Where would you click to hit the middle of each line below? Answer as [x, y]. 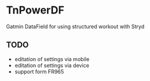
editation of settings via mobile [52, 59]
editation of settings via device [52, 65]
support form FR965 [39, 72]
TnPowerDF [35, 10]
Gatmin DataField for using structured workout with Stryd [75, 26]
